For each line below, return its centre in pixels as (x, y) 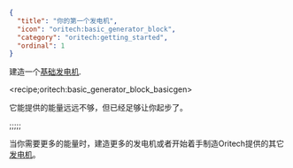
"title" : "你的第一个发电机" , (67, 21)
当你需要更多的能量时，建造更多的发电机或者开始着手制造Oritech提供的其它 (147, 144)
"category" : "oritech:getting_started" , (93, 37)
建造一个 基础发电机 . (46, 72)
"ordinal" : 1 (41, 46)
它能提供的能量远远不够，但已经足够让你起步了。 (98, 108)
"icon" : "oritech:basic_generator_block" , (96, 29)
